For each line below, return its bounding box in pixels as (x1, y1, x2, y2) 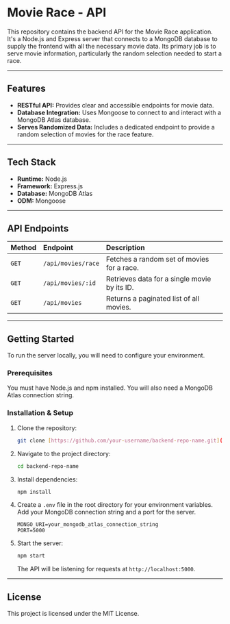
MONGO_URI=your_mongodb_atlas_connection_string (16, 521, 159, 528)
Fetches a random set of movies (105, 255, 209, 264)
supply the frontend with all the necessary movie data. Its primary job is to (7, 42, 217, 50)
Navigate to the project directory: (16, 449, 111, 458)
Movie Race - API (7, 5, 107, 21)
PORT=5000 (16, 527, 46, 534)
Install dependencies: (16, 475, 78, 484)
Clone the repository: (16, 423, 77, 432)
